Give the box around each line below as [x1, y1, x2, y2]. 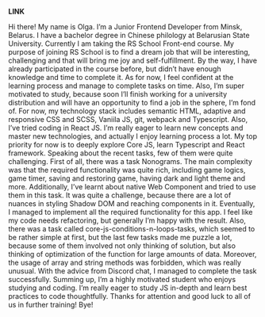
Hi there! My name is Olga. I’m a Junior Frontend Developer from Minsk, [8, 22, 243, 31]
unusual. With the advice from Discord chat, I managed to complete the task [8, 266, 257, 276]
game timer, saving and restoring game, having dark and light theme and [8, 174, 246, 183]
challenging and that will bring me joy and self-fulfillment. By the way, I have [8, 55, 258, 65]
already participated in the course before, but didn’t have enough [8, 64, 221, 74]
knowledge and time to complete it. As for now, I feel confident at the [8, 73, 234, 82]
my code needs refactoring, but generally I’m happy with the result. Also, [8, 216, 246, 225]
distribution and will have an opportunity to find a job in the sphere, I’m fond [8, 98, 256, 107]
